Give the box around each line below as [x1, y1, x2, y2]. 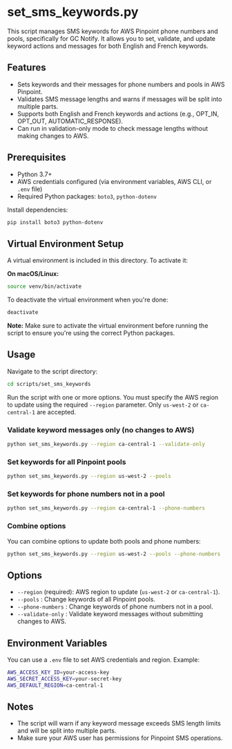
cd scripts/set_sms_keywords [7, 380, 91, 387]
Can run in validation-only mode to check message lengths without [17, 124, 209, 132]
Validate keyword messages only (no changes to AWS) [7, 425, 195, 434]
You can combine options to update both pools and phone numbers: [7, 537, 202, 545]
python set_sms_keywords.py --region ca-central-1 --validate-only [7, 441, 206, 447]
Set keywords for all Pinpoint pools [7, 457, 126, 467]
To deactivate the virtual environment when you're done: [7, 295, 168, 304]
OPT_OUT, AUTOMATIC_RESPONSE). [17, 117, 123, 125]
